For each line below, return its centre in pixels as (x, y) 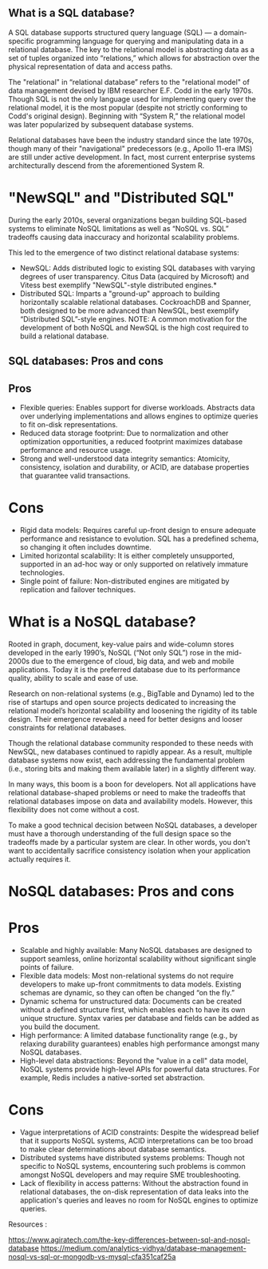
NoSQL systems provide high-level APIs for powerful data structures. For (140, 1069)
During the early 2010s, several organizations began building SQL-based (128, 220)
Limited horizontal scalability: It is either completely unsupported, (127, 555)
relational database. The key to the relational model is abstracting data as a (132, 49)
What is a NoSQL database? (102, 622)
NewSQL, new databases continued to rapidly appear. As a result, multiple (130, 751)
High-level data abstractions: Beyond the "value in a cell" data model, (134, 1060)
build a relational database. (64, 336)
